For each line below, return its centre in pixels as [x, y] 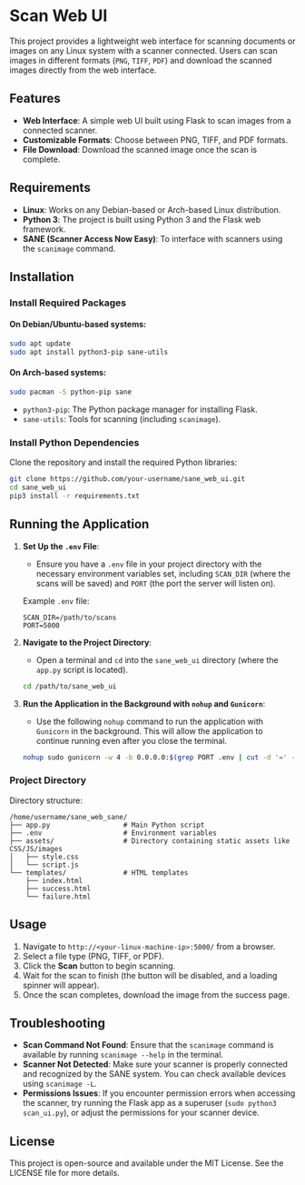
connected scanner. [60, 130]
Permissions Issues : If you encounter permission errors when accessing [159, 1093]
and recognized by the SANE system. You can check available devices [154, 1074]
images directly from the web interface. [83, 70]
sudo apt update [40, 344]
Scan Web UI [59, 16]
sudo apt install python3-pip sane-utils [89, 352]
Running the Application [79, 524]
